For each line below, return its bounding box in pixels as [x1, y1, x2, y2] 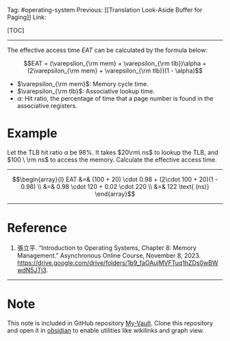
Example [7, 126, 57, 141]
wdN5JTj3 [16, 266, 47, 274]
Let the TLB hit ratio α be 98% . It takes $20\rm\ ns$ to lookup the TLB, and [7, 148, 219, 156]
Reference [7, 220, 67, 236]
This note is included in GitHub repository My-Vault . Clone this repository [7, 318, 214, 327]
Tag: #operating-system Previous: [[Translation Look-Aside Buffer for [7, 6, 203, 14]
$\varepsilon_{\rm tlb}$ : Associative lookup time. [16, 87, 155, 95]
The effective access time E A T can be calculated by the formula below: [7, 46, 207, 54]
